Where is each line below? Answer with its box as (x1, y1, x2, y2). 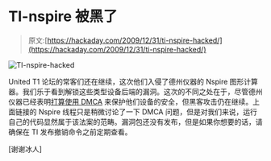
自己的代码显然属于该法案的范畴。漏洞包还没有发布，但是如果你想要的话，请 (8, 117, 263, 126)
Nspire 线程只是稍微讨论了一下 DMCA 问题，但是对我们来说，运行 (38, 106, 258, 117)
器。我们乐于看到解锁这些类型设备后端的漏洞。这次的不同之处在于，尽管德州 (8, 86, 263, 97)
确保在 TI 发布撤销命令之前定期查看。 (8, 126, 132, 137)
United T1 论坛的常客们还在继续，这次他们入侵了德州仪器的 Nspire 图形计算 (8, 76, 258, 86)
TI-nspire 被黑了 (8, 7, 119, 26)
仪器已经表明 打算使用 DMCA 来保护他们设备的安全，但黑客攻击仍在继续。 (8, 97, 253, 106)
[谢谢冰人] (8, 144, 43, 154)
